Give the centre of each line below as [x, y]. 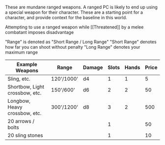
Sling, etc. [19, 79]
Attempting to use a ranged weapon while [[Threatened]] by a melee [74, 27]
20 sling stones [25, 135]
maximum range [22, 52]
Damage [93, 67]
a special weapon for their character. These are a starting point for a [74, 12]
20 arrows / [21, 121]
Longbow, [19, 101]
